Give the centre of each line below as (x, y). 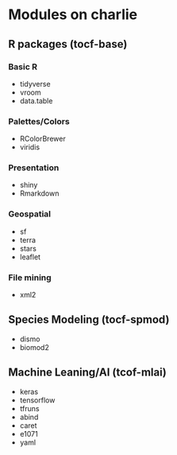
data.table (36, 100)
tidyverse (35, 84)
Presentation (34, 168)
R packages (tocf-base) (68, 44)
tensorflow (37, 400)
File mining (30, 278)
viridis (30, 147)
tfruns (29, 408)
